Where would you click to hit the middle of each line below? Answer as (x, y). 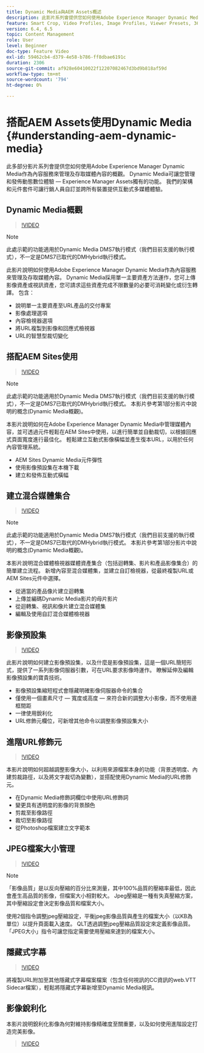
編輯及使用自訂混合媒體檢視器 (52, 614)
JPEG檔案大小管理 (41, 849)
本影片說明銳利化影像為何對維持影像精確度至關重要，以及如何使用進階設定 (99, 1024)
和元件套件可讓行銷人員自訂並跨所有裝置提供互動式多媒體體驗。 (86, 189)
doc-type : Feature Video (38, 52)
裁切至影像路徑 (34, 820)
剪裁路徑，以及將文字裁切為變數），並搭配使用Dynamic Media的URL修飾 (101, 777)
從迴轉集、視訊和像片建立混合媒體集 (60, 606)
